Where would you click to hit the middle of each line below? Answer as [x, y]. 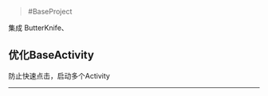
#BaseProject [50, 12]
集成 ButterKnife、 [39, 28]
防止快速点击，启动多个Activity [59, 75]
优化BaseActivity [51, 55]
